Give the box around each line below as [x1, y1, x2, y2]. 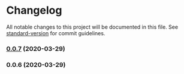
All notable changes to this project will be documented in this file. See [6, 23, 179, 30]
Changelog [6, 4, 62, 17]
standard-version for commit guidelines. [6, 29, 105, 36]
